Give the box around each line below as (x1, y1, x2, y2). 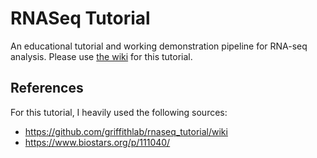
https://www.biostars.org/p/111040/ (24, 136, 171, 148)
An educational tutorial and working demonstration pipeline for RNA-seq (10, 40, 308, 52)
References (10, 80, 84, 97)
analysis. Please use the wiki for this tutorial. (10, 50, 193, 62)
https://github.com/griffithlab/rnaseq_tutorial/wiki (24, 125, 228, 137)
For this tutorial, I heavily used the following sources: (10, 106, 228, 118)
